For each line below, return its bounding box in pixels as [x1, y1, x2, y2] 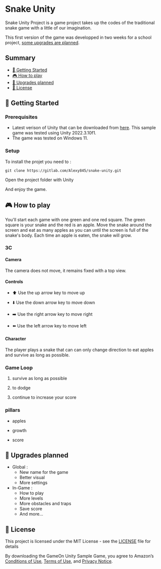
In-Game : [12, 485, 33, 491]
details [5, 543, 19, 549]
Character [5, 336, 26, 342]
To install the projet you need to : [5, 159, 71, 164]
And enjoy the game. [5, 186, 47, 192]
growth [12, 427, 27, 433]
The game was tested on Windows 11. [12, 135, 88, 141]
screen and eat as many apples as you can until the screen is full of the [5, 227, 149, 233]
